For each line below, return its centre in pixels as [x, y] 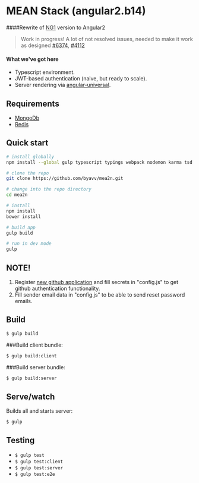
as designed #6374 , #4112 [53, 45]
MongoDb [27, 118]
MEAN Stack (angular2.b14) [76, 11]
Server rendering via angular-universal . [63, 85]
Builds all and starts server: [40, 411]
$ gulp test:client [39, 462]
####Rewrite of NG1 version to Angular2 [56, 27]
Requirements [33, 103]
